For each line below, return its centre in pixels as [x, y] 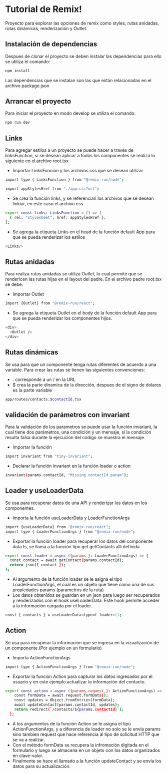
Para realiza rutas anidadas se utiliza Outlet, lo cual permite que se [74, 274]
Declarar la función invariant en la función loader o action [71, 466]
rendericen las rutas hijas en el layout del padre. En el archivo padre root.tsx [83, 279]
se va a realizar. [28, 739]
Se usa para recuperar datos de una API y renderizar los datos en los [76, 503]
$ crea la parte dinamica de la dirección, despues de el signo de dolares [87, 384]
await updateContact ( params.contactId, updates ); [67, 705]
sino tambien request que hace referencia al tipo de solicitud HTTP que [86, 734]
